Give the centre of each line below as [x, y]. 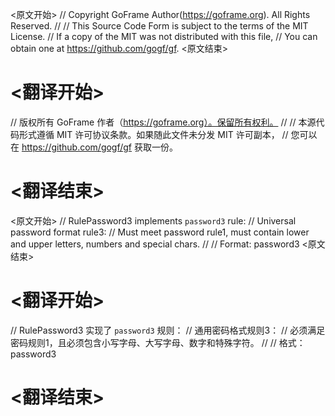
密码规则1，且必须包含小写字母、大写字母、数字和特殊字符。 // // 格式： [158, 342]
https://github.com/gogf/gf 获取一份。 [99, 147]
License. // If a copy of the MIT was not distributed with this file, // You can [164, 36]
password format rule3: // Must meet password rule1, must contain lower [160, 232]
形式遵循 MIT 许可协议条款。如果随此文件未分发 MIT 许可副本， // [153, 134]
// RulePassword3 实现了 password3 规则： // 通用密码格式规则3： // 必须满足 [168, 330]
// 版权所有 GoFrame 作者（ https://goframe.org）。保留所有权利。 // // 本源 [163, 122]
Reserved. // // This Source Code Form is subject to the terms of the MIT [159, 26]
